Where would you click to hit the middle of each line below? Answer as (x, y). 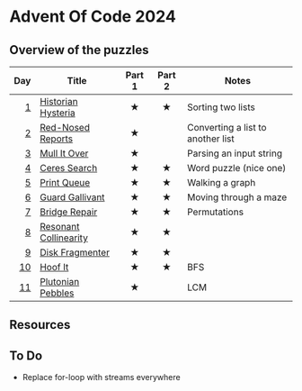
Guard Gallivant (72, 197)
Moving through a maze (237, 197)
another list (211, 139)
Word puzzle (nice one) (237, 168)
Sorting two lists (222, 107)
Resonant (60, 227)
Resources (40, 325)
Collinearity (64, 238)
